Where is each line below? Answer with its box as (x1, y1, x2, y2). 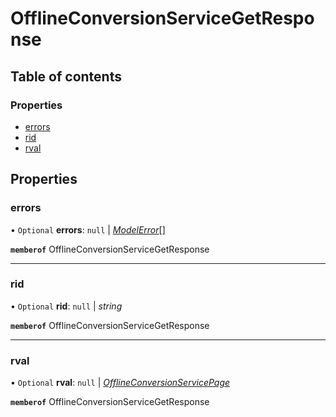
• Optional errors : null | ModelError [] (10, 223, 166, 236)
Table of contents (10, 68, 122, 85)
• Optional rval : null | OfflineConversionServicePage (10, 377, 231, 389)
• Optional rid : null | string (10, 300, 123, 312)
